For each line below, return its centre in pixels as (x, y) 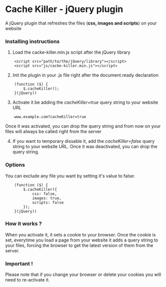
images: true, (47, 198)
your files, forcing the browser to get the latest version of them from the (79, 245)
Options (15, 165)
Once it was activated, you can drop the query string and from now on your (83, 126)
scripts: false (48, 202)
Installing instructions (33, 41)
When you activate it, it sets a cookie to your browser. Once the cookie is (80, 234)
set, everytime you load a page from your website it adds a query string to (82, 240)
